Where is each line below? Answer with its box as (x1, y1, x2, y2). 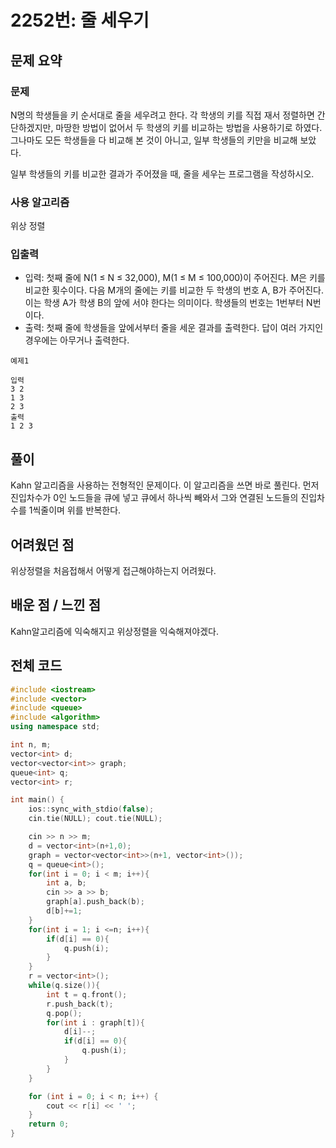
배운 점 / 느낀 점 (10, 597, 101, 614)
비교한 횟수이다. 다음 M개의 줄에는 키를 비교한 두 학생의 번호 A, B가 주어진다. (24, 284, 325, 296)
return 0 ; (28, 1119, 70, 1130)
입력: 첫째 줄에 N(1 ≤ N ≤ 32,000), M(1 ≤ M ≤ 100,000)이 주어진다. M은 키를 (24, 272, 326, 284)
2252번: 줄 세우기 (10, 9, 150, 32)
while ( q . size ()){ (28, 981, 101, 991)
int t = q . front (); (46, 989, 128, 1000)
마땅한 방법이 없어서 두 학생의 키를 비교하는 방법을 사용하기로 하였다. (55, 121, 323, 133)
